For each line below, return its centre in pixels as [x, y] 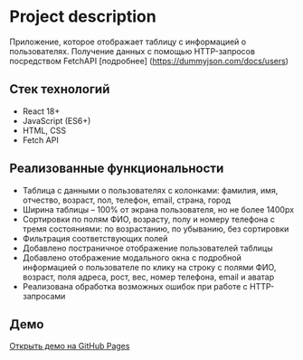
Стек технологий [60, 89]
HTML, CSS [44, 130]
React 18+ [41, 111]
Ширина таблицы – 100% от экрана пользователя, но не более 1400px [158, 209]
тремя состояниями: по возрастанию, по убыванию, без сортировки [156, 229]
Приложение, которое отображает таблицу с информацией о [128, 42]
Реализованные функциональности [117, 169]
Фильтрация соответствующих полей [95, 238]
